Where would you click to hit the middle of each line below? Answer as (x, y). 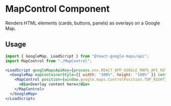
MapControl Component (58, 9)
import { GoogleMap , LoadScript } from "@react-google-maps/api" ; (77, 56)
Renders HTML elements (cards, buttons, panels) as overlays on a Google (83, 23)
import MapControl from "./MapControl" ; (49, 61)
